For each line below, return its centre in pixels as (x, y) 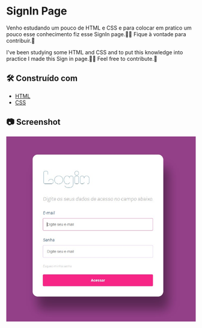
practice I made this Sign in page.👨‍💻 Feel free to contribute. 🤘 (82, 58)
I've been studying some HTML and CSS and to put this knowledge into (95, 52)
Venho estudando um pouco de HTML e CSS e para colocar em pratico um (99, 28)
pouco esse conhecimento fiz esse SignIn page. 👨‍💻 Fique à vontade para (96, 34)
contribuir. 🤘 (20, 40)
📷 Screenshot (34, 122)
